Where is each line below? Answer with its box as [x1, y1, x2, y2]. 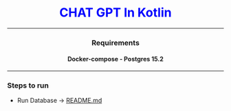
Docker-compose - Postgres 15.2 [67, 55, 164, 63]
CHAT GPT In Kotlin [59, 5, 172, 21]
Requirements [91, 38, 140, 48]
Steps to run [7, 81, 49, 90]
